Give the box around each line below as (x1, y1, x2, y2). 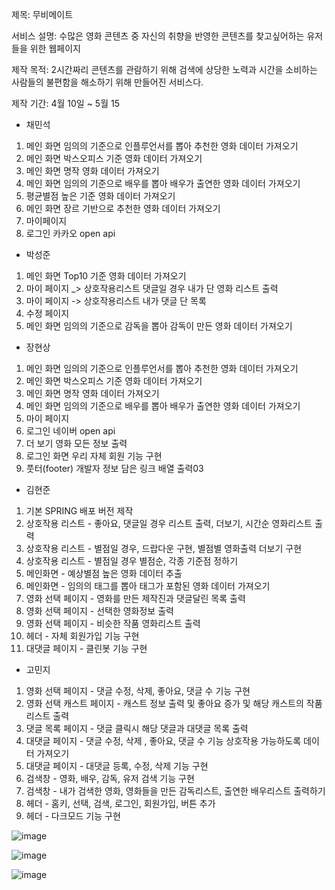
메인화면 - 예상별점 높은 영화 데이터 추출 (25, 568, 183, 579)
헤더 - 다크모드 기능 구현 (25, 810, 121, 822)
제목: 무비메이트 (11, 9, 74, 20)
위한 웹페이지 (29, 43, 81, 54)
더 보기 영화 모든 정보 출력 (25, 438, 128, 449)
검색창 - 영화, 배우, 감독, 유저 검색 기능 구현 (25, 773, 195, 784)
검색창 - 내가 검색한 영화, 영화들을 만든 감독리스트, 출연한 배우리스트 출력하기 (25, 785, 326, 797)
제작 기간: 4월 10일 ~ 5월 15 (11, 98, 120, 109)
